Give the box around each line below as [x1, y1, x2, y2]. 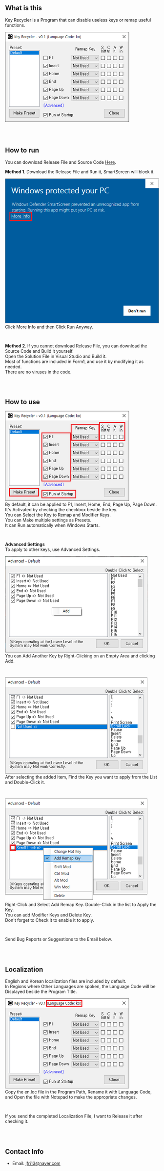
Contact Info [5, 1147, 44, 1156]
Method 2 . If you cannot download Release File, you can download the [5, 343, 147, 349]
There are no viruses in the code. [5, 369, 72, 375]
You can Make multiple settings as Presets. [5, 517, 92, 523]
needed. [5, 364, 22, 369]
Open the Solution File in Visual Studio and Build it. [5, 353, 107, 359]
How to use [5, 397, 40, 406]
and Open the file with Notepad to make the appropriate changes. [5, 1094, 137, 1100]
